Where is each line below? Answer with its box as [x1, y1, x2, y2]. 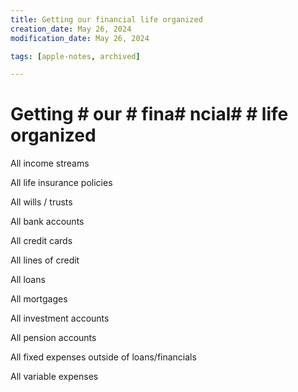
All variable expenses [10, 371, 99, 383]
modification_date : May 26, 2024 [10, 33, 150, 43]
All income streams [10, 157, 90, 170]
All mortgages [10, 293, 68, 305]
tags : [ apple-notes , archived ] [10, 51, 141, 61]
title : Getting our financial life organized [10, 14, 203, 25]
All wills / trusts [10, 196, 73, 208]
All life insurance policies [10, 177, 113, 189]
